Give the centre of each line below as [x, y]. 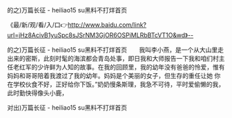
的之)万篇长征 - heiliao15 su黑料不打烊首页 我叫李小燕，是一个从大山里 [113, 50]
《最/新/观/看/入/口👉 [38, 25]
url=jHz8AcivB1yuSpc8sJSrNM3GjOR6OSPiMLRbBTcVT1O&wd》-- [100, 35]
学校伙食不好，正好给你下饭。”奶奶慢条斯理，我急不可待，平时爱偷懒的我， [119, 84]
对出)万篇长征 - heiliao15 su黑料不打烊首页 [67, 108]
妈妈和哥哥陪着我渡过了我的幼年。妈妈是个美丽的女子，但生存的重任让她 [110, 76]
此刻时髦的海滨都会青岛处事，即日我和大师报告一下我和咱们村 [131, 58]
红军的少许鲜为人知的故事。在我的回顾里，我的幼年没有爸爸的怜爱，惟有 [122, 67]
